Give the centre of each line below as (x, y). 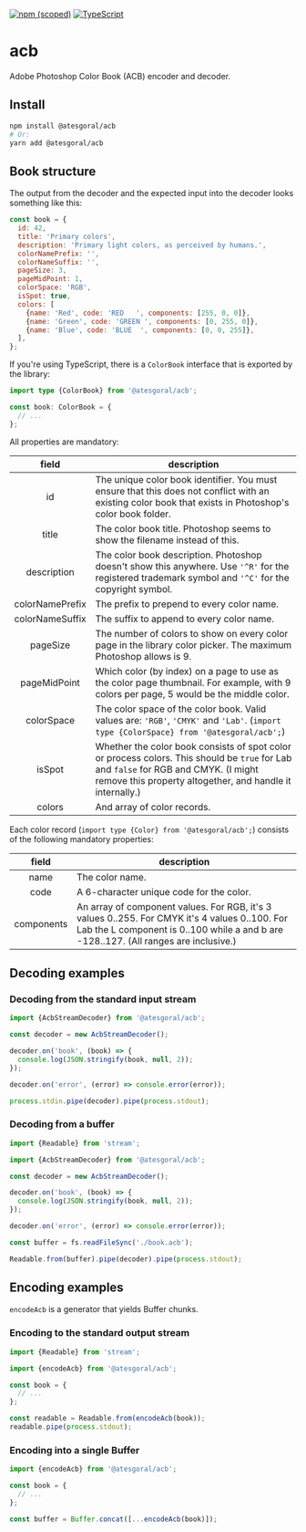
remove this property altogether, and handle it (193, 780)
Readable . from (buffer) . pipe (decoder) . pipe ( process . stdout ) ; (126, 1259)
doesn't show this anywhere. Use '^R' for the (192, 566)
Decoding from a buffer (62, 1124)
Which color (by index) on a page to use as (187, 671)
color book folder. (133, 514)
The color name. (111, 877)
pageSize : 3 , (42, 271)
